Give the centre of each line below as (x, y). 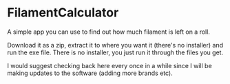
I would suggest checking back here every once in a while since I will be (109, 65)
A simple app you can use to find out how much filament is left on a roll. (108, 32)
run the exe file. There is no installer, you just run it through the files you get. (115, 52)
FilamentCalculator (63, 13)
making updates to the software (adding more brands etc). (90, 73)
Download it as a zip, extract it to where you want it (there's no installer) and (115, 45)
